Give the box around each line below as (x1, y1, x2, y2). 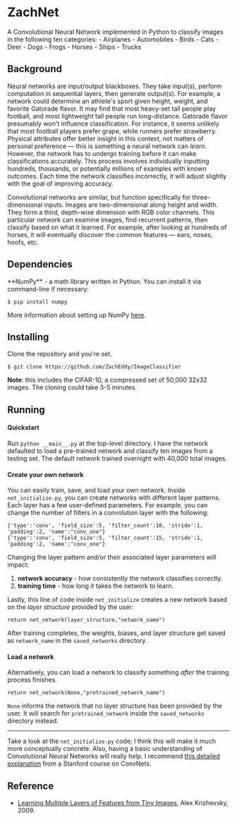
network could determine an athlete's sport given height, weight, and (7, 97, 208, 105)
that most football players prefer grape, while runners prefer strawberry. (7, 126, 217, 135)
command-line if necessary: (7, 284, 90, 293)
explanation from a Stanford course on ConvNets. (7, 759, 152, 768)
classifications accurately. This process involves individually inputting (7, 157, 209, 165)
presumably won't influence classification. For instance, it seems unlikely (7, 119, 220, 128)
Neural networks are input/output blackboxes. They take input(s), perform (7, 82, 222, 90)
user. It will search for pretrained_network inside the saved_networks (7, 709, 205, 718)
